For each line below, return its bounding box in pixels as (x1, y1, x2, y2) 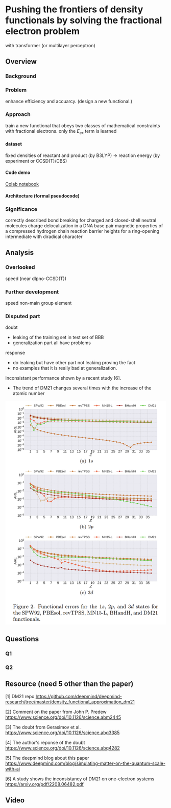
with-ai (5, 765, 20, 772)
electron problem (5, 26, 80, 37)
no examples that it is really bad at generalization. (12, 365, 117, 371)
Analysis (5, 248, 34, 257)
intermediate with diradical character (5, 233, 83, 240)
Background (5, 73, 37, 80)
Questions (5, 635, 39, 643)
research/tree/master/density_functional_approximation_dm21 (5, 699, 135, 705)
